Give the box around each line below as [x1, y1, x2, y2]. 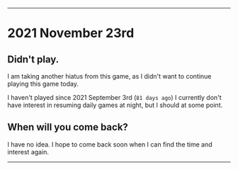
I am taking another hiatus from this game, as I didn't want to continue [7, 72, 212, 80]
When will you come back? [7, 121, 129, 133]
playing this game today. [7, 79, 79, 88]
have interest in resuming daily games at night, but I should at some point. [7, 101, 223, 109]
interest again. [7, 147, 50, 156]
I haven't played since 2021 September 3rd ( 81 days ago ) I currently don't [7, 93, 222, 101]
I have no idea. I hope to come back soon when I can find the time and [7, 140, 212, 149]
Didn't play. [7, 53, 59, 65]
